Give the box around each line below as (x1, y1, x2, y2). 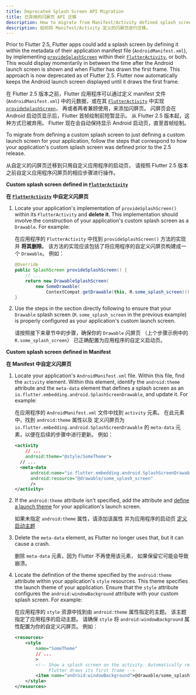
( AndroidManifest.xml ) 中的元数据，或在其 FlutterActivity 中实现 (6, 98, 164, 105)
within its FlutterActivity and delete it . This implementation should (14, 211, 178, 218)
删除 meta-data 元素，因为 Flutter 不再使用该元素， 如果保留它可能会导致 (14, 552, 189, 559)
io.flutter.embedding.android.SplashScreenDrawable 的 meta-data (14, 424, 174, 431)
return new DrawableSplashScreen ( (25, 278, 109, 284)
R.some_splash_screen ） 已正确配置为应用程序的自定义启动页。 (14, 337, 166, 344)
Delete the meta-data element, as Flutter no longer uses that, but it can (14, 534, 184, 541)
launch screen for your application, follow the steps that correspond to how (6, 137, 187, 144)
